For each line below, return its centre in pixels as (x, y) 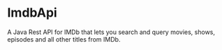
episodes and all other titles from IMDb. (64, 39)
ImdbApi (32, 13)
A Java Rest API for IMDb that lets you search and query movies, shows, (111, 32)
